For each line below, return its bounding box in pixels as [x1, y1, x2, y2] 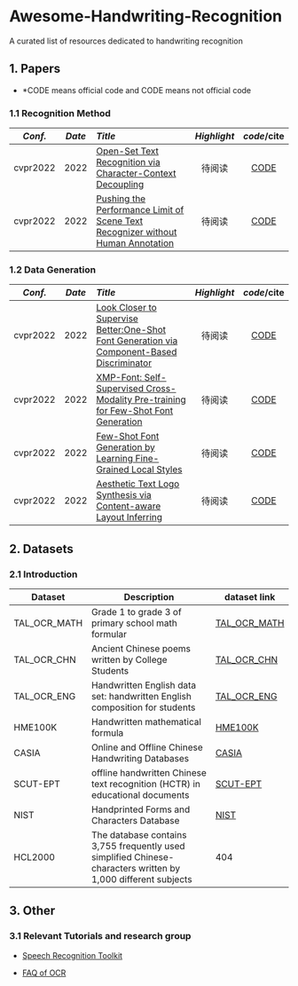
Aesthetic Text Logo [96, 477, 180, 490]
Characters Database [91, 815, 180, 827]
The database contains [91, 829, 187, 841]
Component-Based [96, 346, 177, 359]
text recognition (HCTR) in [91, 778, 201, 791]
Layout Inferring [96, 511, 162, 524]
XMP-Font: [96, 371, 143, 383]
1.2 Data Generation [9, 264, 96, 276]
